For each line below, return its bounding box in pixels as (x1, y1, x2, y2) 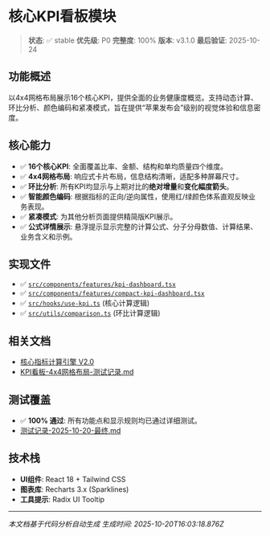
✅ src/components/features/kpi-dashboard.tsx (19, 279, 177, 289)
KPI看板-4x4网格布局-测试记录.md (19, 367, 134, 377)
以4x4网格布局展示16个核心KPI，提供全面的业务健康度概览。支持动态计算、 (8, 92, 259, 102)
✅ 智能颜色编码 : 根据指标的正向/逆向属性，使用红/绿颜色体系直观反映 (19, 191, 249, 201)
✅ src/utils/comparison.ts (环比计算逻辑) (19, 309, 161, 318)
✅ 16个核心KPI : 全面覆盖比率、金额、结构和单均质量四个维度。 (19, 162, 227, 171)
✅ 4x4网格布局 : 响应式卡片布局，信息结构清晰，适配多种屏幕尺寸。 (19, 171, 243, 181)
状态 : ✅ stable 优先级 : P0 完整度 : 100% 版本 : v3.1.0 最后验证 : (27, 35, 227, 45)
